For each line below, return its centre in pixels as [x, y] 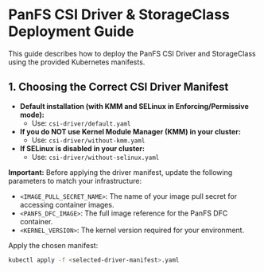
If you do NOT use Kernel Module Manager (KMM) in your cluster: [130, 131]
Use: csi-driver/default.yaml [81, 123]
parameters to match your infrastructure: [75, 181]
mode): [32, 115]
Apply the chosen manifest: [53, 245]
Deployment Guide [71, 31]
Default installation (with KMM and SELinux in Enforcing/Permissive [134, 106]
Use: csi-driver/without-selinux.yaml [95, 157]
